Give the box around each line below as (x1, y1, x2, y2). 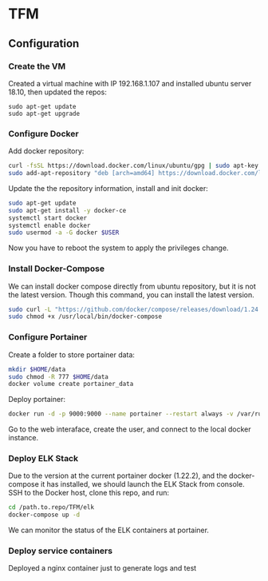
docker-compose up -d (8, 511, 81, 519)
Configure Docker (8, 128, 79, 139)
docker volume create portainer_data (8, 380, 134, 388)
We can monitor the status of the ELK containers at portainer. (8, 525, 210, 535)
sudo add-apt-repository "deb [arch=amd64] (8, 169, 156, 177)
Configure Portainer (8, 332, 88, 343)
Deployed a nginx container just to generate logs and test (8, 563, 197, 573)
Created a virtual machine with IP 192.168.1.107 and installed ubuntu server (8, 78, 252, 88)
